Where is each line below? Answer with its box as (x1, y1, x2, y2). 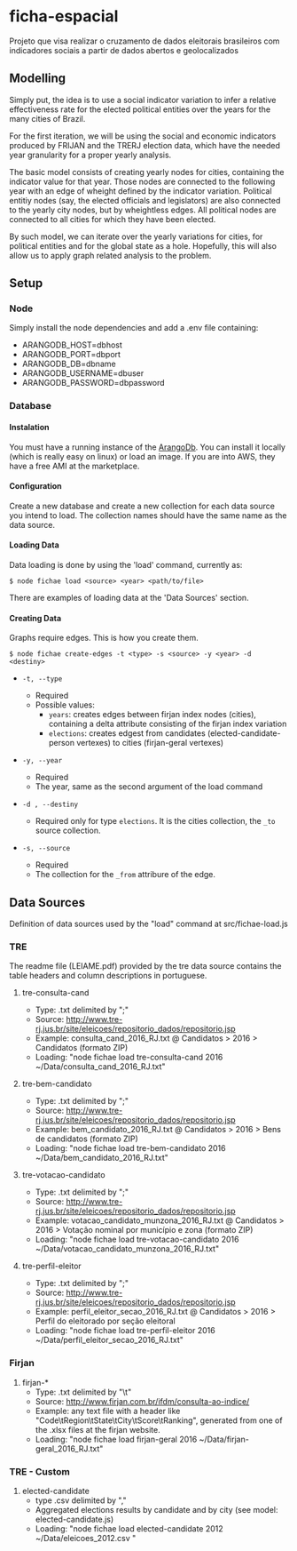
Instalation (9, 421, 50, 432)
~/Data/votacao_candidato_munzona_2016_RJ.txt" (35, 1243, 220, 1254)
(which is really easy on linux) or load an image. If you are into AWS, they (9, 451, 276, 461)
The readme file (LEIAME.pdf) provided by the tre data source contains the (9, 961, 282, 971)
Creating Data (9, 612, 62, 623)
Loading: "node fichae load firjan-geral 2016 (35, 1434, 198, 1444)
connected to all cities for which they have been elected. (9, 213, 216, 224)
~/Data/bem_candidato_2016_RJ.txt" (35, 1153, 168, 1163)
